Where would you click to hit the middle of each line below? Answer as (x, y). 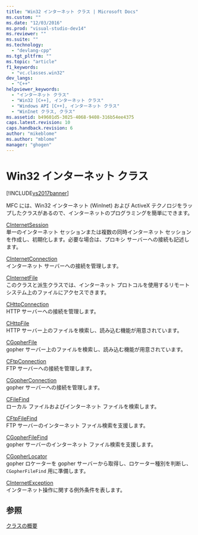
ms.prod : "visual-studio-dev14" (46, 28)
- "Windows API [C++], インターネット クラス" (66, 106)
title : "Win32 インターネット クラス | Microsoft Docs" (72, 12)
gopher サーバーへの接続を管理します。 (54, 387)
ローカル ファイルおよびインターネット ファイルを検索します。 (83, 406)
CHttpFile (18, 323)
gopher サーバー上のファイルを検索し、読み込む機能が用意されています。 (96, 349)
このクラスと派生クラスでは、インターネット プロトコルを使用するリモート (98, 284)
